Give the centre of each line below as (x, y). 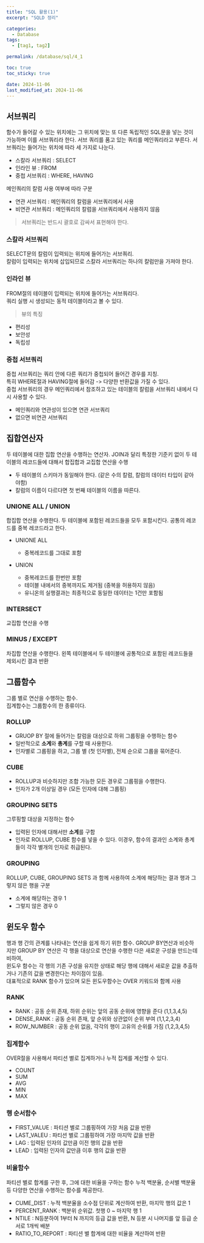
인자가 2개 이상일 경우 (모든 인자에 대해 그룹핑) (71, 789)
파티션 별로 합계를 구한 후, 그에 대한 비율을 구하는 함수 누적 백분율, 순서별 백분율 (101, 1182)
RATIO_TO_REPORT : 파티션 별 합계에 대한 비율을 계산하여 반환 (90, 1233)
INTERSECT (24, 609)
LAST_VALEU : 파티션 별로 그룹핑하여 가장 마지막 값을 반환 (85, 1135)
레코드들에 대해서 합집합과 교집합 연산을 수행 (75, 462)
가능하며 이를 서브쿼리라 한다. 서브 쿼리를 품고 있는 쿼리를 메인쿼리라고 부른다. (99, 140)
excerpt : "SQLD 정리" (33, 18)
